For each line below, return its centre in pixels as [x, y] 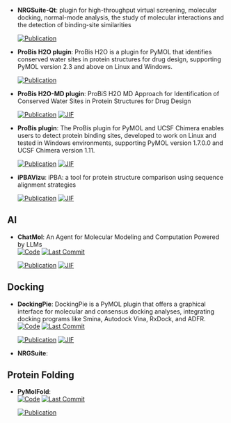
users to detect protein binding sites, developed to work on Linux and [117, 136]
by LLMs [30, 244]
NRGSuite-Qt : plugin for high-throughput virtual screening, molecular [117, 10]
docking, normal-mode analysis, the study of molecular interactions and [120, 17]
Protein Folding [41, 375]
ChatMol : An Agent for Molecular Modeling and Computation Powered [118, 237]
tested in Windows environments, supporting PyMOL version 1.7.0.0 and [120, 143]
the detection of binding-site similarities [74, 25]
